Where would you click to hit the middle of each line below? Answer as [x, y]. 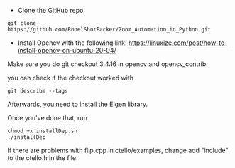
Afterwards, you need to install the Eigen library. [77, 104]
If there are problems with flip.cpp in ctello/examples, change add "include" [118, 150]
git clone [22, 23]
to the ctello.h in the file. [43, 158]
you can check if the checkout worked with [70, 78]
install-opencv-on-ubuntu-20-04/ [67, 50]
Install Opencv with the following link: [72, 43]
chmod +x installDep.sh [43, 131]
